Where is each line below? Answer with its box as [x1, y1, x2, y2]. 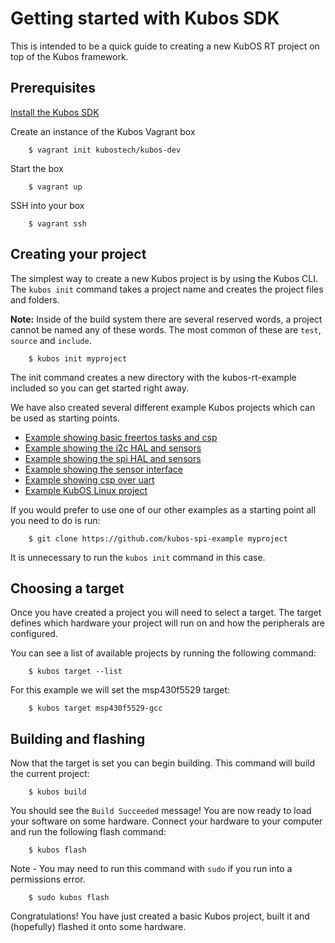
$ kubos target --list [28, 667, 123, 677]
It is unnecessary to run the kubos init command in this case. [10, 551, 266, 563]
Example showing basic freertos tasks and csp [24, 431, 218, 443]
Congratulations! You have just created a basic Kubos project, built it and [10, 910, 310, 922]
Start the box [10, 162, 64, 174]
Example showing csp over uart [24, 473, 155, 486]
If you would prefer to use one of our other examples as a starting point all [10, 503, 317, 516]
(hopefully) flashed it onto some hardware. [10, 921, 187, 933]
